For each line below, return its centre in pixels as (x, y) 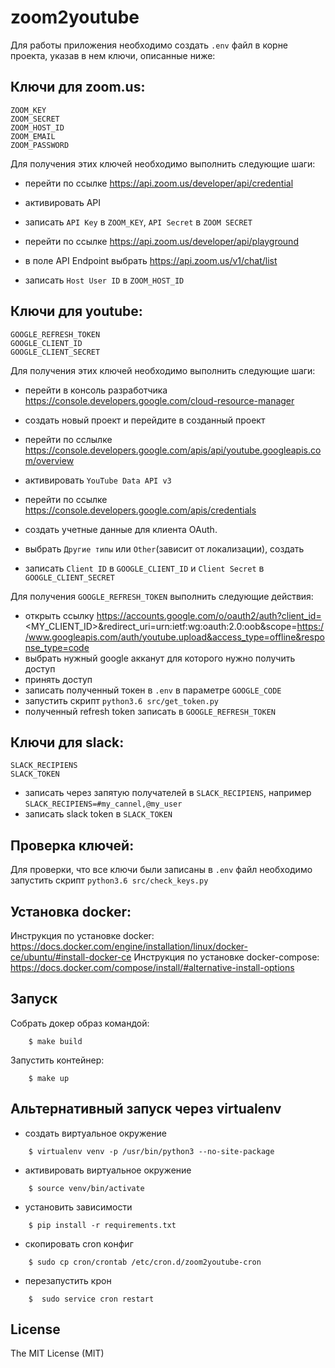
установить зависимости (78, 1207)
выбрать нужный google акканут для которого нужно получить (160, 658)
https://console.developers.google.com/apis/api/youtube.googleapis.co (173, 450)
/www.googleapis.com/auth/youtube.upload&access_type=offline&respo (174, 637)
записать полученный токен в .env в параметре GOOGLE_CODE (153, 690)
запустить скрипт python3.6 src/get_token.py (121, 700)
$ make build (55, 1041)
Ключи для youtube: (76, 311)
